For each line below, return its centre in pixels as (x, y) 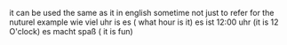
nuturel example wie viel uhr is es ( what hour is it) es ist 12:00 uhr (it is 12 (144, 22)
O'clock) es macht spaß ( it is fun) (71, 31)
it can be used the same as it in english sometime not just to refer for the (142, 13)
